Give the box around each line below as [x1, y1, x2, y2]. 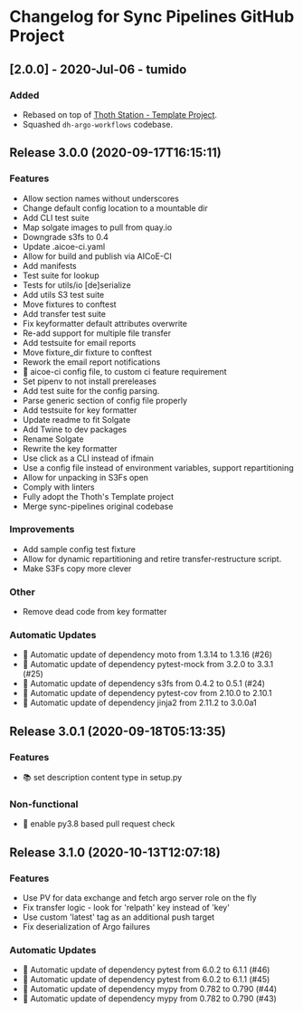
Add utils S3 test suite [22, 289, 105, 300]
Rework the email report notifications [22, 356, 161, 368]
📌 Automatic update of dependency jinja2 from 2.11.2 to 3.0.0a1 [22, 697, 257, 708]
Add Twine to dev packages [22, 424, 128, 435]
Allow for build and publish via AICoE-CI [22, 251, 172, 262]
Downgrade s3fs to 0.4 [22, 231, 109, 242]
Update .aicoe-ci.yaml [22, 241, 106, 252]
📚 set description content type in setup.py [22, 772, 183, 783]
